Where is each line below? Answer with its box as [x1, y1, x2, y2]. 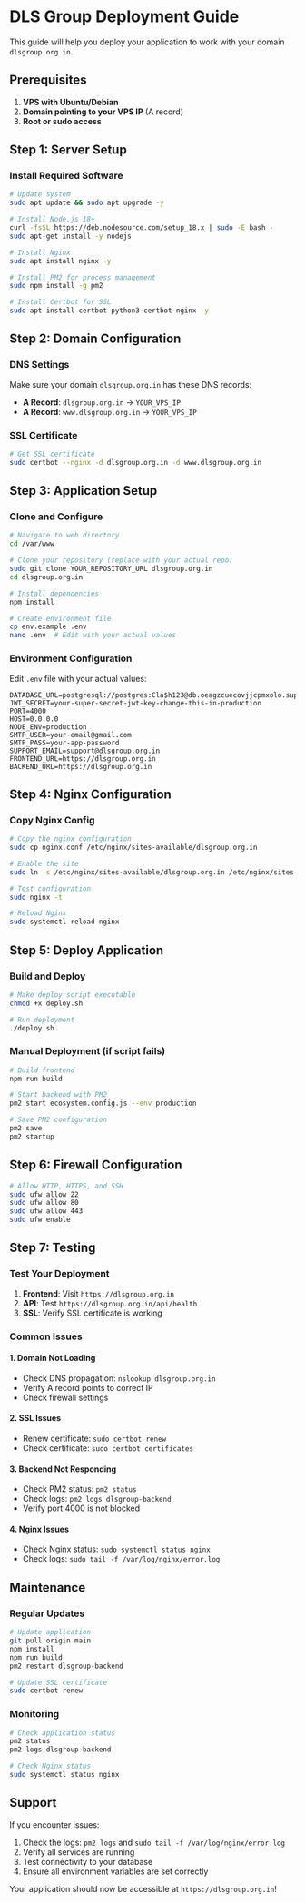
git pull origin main [9, 1636, 92, 1645]
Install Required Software [9, 170, 123, 182]
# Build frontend [9, 1065, 75, 1075]
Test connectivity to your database [22, 1856, 153, 1867]
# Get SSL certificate [9, 449, 95, 459]
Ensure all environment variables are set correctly [22, 1866, 209, 1877]
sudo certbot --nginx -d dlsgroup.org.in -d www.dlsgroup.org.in [9, 458, 261, 467]
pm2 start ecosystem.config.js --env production [9, 1099, 197, 1109]
